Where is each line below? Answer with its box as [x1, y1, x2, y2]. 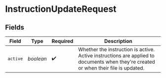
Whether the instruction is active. [78, 46, 155, 53]
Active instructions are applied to [78, 52, 155, 59]
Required [51, 38, 74, 44]
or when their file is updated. [78, 65, 145, 71]
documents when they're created [78, 58, 156, 65]
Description [104, 38, 132, 44]
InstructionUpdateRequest [5, 3, 117, 15]
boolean [28, 55, 47, 62]
